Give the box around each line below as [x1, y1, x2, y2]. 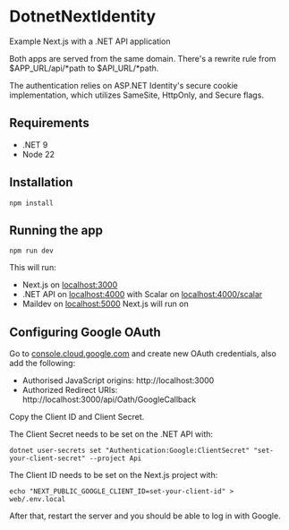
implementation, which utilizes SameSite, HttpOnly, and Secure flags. [9, 90, 264, 100]
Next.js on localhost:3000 [21, 279, 118, 290]
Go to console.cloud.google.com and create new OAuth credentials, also [9, 348, 277, 359]
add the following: [9, 358, 76, 369]
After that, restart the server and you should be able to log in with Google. [9, 510, 281, 521]
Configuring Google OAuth [9, 324, 161, 339]
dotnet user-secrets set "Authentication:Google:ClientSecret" [9, 446, 251, 456]
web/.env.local [9, 495, 66, 504]
